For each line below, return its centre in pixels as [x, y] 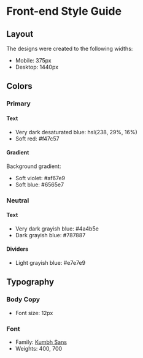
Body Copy [23, 300]
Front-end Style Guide [64, 11]
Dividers [17, 249]
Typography [30, 282]
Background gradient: [34, 166]
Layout [20, 34]
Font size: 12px [34, 313]
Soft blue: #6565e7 [40, 185]
